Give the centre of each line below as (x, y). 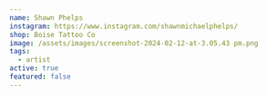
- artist (34, 60)
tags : (20, 52)
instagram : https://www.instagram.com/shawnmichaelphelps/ (124, 26)
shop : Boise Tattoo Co (52, 34)
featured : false (40, 77)
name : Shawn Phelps (46, 18)
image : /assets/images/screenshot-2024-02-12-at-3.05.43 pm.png (134, 43)
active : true (34, 69)
